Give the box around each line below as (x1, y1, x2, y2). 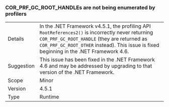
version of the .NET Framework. (39, 69, 115, 76)
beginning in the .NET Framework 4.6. (39, 48, 129, 55)
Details (8, 35, 24, 42)
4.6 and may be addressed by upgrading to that (39, 63, 152, 70)
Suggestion (8, 63, 35, 70)
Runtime (39, 93, 59, 100)
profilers (5, 10, 27, 17)
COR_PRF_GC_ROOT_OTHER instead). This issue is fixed (39, 42, 159, 49)
